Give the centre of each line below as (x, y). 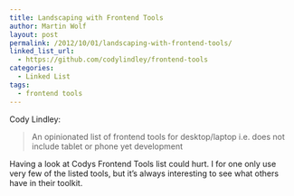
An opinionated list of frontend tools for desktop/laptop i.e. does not (158, 136)
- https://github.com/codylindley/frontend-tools (113, 60)
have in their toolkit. (46, 182)
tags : (19, 85)
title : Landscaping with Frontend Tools (87, 18)
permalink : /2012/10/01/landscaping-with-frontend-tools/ (121, 43)
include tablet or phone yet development (107, 146)
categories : (32, 69)
